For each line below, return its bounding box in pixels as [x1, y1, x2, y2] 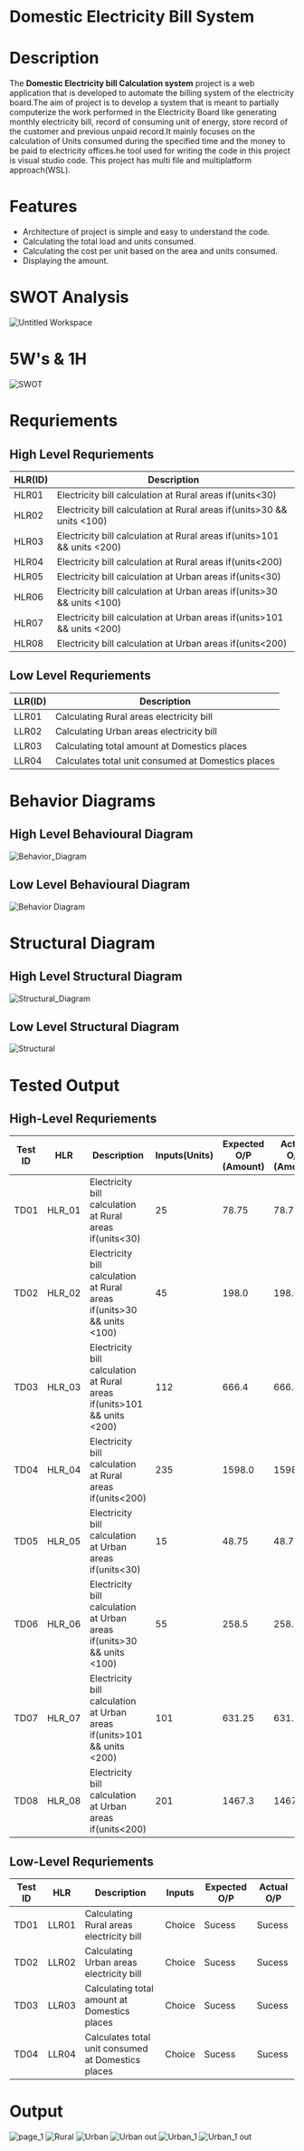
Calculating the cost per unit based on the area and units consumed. [22, 246, 279, 257]
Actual [259, 1881, 288, 1893]
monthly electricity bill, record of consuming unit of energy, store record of [9, 116, 288, 128]
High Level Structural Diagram [9, 968, 183, 985]
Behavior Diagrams [9, 791, 157, 811]
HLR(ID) [14, 473, 49, 486]
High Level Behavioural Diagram [9, 827, 194, 842]
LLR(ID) [14, 695, 47, 707]
